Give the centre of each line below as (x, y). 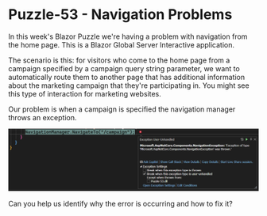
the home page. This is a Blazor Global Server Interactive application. (121, 44)
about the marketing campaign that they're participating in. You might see (129, 85)
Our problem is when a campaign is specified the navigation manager (122, 109)
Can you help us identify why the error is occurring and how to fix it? (120, 204)
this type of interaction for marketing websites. (85, 93)
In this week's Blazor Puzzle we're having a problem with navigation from (128, 36)
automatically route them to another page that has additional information (126, 77)
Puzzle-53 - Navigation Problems (120, 15)
